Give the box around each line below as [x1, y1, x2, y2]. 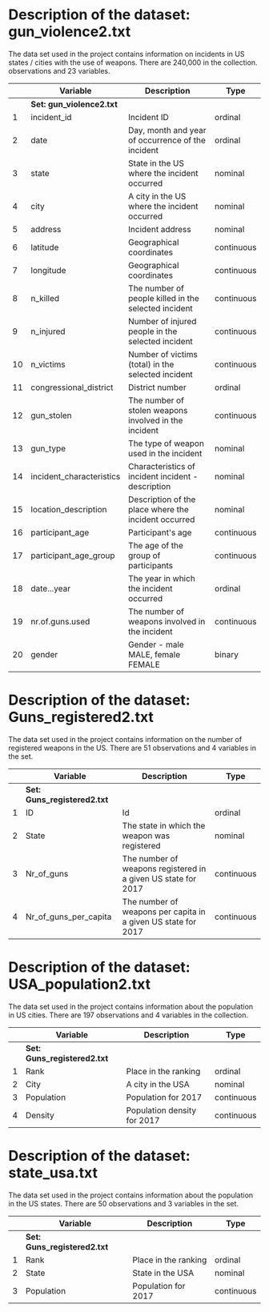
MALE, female [127, 648, 181, 660]
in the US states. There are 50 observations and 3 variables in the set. [8, 1198, 239, 1208]
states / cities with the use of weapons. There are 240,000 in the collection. [8, 58, 258, 67]
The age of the [127, 540, 184, 551]
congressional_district [30, 382, 114, 393]
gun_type [30, 443, 66, 454]
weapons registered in [122, 863, 207, 874]
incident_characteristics [30, 471, 121, 482]
